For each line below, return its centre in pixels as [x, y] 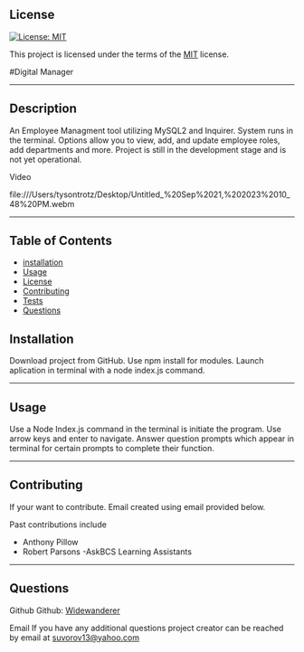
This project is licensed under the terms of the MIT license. [119, 54]
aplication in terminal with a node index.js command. [107, 371]
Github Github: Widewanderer [65, 610]
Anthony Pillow [50, 542]
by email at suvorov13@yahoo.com [75, 638]
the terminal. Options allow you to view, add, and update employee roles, [145, 140]
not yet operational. [46, 159]
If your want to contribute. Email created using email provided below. [138, 506]
